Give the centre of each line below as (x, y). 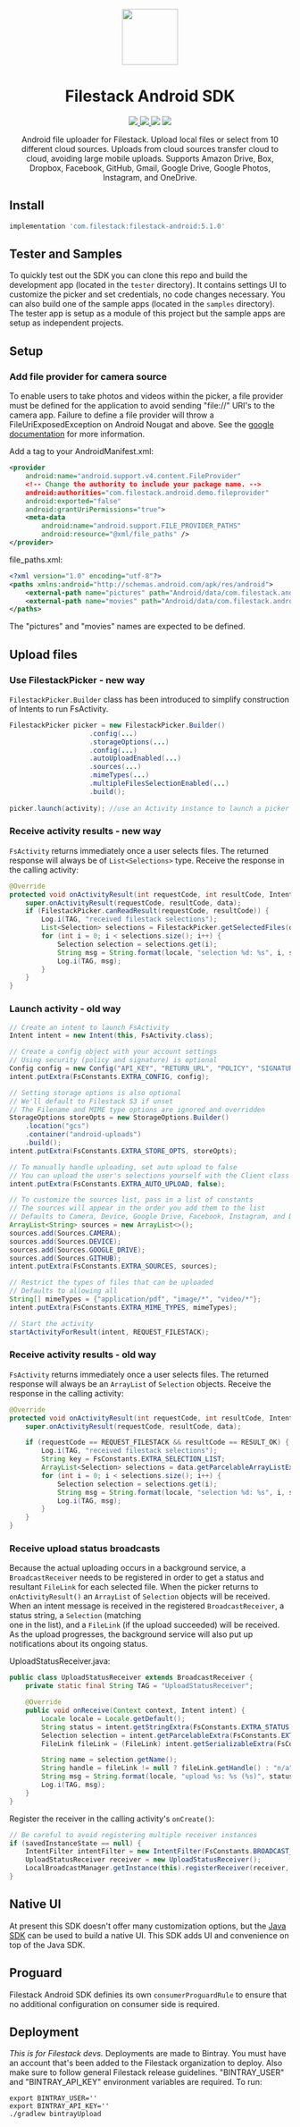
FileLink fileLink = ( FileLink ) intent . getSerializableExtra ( (159, 1743)
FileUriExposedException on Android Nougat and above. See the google (142, 425)
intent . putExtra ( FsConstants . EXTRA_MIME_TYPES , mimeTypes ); (124, 1307)
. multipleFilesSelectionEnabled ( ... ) (159, 784)
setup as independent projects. (67, 323)
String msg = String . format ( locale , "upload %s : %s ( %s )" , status (167, 1777)
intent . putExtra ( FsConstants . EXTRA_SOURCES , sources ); (113, 1266)
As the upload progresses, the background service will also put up (131, 1634)
